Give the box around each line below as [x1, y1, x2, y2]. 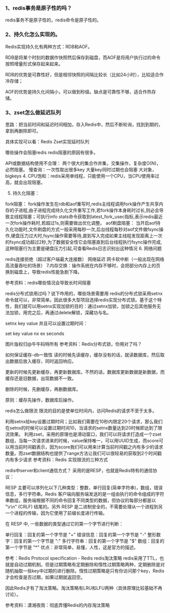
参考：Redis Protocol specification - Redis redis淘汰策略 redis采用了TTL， [5, 555, 160, 561]
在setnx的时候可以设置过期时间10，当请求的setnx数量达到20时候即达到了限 [5, 424, 162, 431]
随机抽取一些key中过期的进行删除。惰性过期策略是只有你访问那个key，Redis [5, 568, 164, 574]
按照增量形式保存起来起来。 [5, 60, 63, 67]
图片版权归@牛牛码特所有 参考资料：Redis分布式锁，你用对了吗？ [5, 341, 142, 347]
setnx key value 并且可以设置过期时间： [5, 320, 88, 326]
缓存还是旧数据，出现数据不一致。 [5, 375, 76, 381]
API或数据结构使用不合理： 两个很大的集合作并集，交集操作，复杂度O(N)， [5, 160, 161, 166]
